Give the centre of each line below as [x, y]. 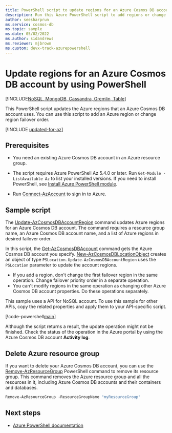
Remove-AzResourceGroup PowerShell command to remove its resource [82, 371]
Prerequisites [27, 145]
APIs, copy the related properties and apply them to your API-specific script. [86, 307]
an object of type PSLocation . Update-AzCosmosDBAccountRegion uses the [81, 260]
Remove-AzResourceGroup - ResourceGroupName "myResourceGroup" [73, 397]
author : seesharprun [27, 19]
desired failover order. [29, 239]
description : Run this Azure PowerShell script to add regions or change [86, 15]
